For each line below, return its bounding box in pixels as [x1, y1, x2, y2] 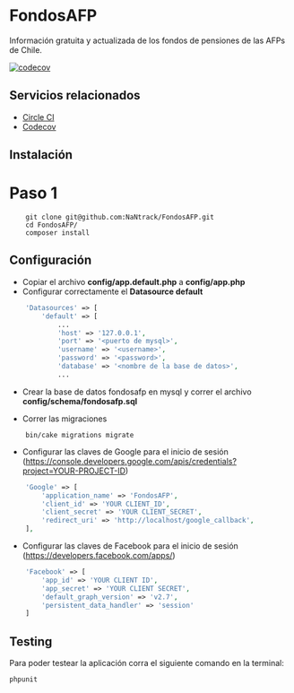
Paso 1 [9, 183, 58, 204]
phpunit [9, 675, 39, 684]
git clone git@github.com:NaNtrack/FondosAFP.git [25, 212, 215, 222]
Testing [9, 634, 53, 649]
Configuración [9, 253, 92, 268]
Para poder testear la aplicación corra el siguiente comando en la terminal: [9, 658, 284, 669]
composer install [25, 229, 91, 238]
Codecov [22, 121, 56, 132]
